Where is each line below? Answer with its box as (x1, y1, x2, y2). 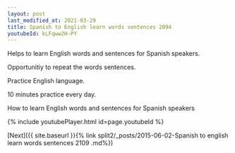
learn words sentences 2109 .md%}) (7, 139, 114, 147)
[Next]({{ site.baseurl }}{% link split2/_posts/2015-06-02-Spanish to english (7, 131, 229, 140)
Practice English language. (7, 77, 85, 85)
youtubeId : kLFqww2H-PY (7, 30, 78, 37)
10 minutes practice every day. (7, 90, 97, 99)
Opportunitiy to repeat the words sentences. (7, 63, 136, 71)
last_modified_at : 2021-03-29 (7, 17, 97, 24)
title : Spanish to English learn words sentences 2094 (7, 23, 172, 30)
